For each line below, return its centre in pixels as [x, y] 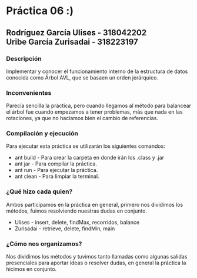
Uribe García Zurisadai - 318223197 [72, 42]
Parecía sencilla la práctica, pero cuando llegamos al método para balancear [99, 106]
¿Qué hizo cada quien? [39, 191]
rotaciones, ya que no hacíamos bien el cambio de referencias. [82, 118]
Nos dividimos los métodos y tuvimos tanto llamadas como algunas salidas [97, 257]
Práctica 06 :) [40, 11]
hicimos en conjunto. [31, 269]
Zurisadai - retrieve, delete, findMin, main [65, 229]
